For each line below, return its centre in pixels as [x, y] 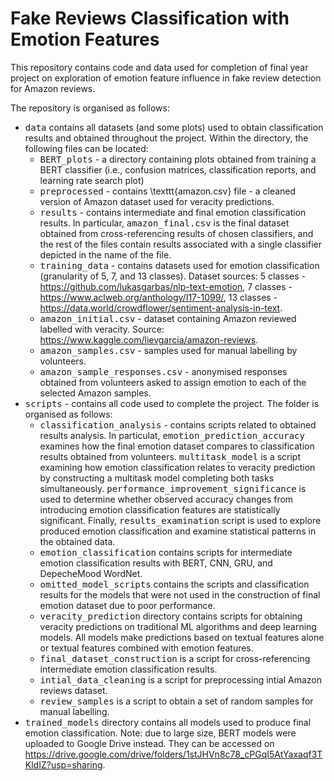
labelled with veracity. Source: [102, 329]
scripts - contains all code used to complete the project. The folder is [172, 403]
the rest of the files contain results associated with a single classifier [180, 244]
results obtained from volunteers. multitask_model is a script [170, 456]
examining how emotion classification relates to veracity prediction [177, 467]
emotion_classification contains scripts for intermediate [166, 552]
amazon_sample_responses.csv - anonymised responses [163, 371]
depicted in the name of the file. [105, 254]
